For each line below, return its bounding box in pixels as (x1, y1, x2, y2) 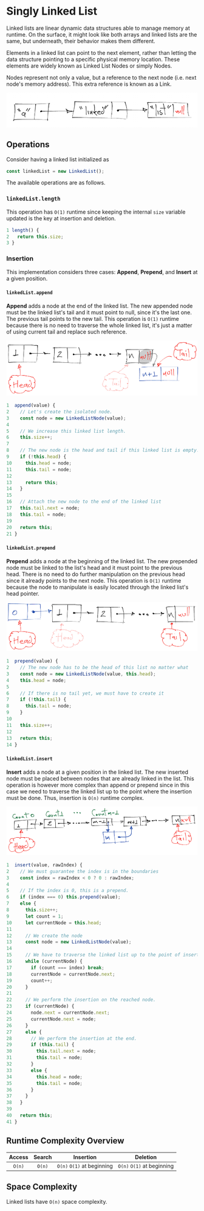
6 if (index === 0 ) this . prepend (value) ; (6, 894, 121, 900)
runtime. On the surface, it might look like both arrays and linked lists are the (6, 30, 197, 38)
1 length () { (6, 227, 39, 233)
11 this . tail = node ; (6, 466, 72, 472)
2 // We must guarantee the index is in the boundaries (6, 868, 159, 874)
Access (8, 1154, 29, 1161)
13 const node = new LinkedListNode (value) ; (6, 939, 132, 945)
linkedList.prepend (6, 545, 56, 552)
